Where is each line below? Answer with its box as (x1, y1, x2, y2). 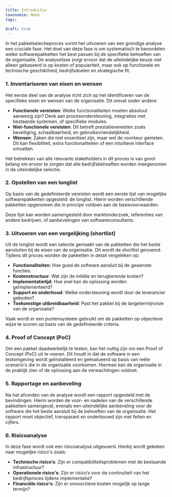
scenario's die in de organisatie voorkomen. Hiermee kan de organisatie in (5, 362, 162, 368)
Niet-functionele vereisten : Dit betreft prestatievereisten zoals (12, 123, 146, 130)
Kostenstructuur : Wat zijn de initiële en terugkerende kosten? (12, 273, 144, 279)
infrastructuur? (12, 464, 45, 470)
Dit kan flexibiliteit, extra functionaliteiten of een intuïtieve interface (12, 140, 155, 146)
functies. (12, 267, 32, 274)
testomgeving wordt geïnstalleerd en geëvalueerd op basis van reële (5, 357, 150, 363)
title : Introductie (5, 7, 47, 13)
